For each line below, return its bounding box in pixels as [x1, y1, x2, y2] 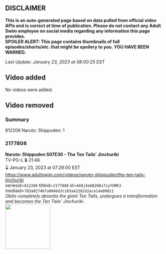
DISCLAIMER [5, 4, 46, 12]
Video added [5, 73, 46, 82]
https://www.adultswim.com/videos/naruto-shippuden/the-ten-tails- [5, 171, 146, 177]
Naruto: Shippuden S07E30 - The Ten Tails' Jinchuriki [5, 151, 119, 157]
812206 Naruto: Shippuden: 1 [5, 127, 65, 133]
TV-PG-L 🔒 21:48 [5, 157, 40, 163]
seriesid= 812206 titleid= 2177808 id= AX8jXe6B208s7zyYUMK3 [5, 182, 121, 188]
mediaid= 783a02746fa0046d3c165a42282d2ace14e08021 [5, 187, 114, 193]
